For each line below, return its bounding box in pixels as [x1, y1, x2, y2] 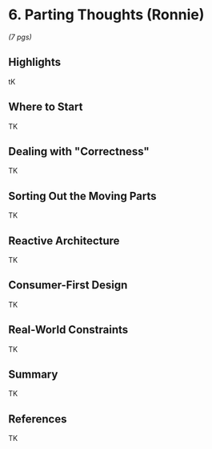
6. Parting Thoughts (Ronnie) [8, 6, 205, 24]
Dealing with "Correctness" [8, 145, 150, 158]
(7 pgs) [8, 32, 32, 42]
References [8, 412, 67, 426]
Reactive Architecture [8, 234, 120, 247]
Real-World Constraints [8, 323, 129, 337]
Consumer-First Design [8, 279, 128, 292]
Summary [8, 368, 58, 382]
